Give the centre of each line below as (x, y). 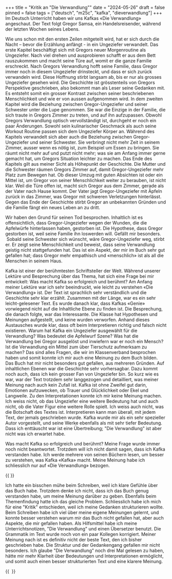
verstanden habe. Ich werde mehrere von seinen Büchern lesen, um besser (85, 454)
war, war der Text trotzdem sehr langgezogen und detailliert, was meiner (82, 380)
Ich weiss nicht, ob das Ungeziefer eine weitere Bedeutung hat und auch (82, 401)
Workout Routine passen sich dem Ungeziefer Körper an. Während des (80, 131)
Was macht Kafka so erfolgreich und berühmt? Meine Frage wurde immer (83, 444)
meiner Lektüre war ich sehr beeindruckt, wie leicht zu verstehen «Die (79, 287)
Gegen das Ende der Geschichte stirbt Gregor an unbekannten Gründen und (86, 202)
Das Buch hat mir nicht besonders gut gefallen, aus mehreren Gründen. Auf (85, 363)
